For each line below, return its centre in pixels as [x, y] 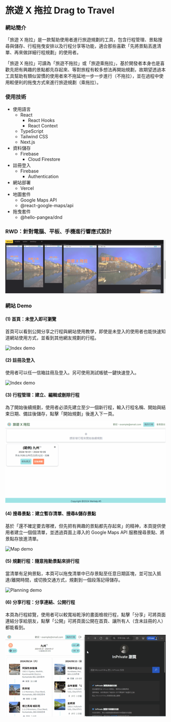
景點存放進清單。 [23, 538]
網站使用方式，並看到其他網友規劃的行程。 [54, 338]
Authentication [43, 176]
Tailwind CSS [34, 136]
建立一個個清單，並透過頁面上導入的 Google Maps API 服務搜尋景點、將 [89, 532]
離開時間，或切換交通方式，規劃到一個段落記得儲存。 [67, 580]
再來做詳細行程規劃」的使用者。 [48, 53]
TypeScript [32, 131]
